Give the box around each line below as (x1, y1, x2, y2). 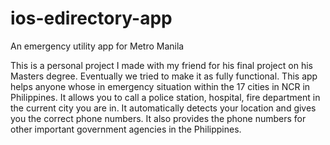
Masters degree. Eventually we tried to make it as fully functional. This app (10, 70, 318, 82)
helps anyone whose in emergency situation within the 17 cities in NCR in (10, 80, 311, 92)
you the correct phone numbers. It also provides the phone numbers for (10, 112, 307, 124)
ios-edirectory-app (10, 7, 173, 30)
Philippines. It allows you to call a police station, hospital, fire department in (10, 91, 321, 103)
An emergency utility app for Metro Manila (10, 40, 185, 52)
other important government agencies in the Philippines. (10, 123, 242, 135)
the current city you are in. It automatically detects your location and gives (10, 102, 317, 114)
